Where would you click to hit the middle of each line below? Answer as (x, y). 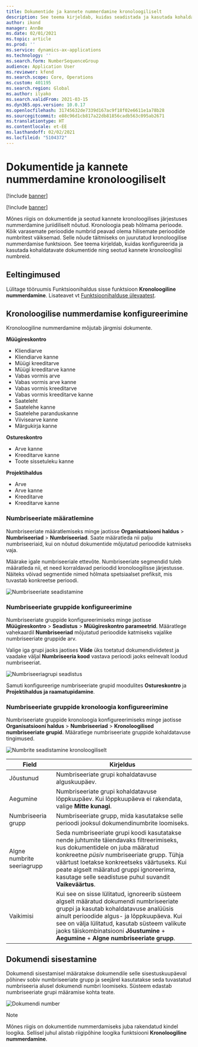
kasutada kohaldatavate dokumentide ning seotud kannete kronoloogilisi (94, 250)
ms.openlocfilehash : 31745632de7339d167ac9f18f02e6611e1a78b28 (85, 110)
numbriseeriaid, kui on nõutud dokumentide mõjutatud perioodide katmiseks (99, 544)
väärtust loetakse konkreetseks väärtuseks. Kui (121, 862)
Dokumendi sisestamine (52, 959)
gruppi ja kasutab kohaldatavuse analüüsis (115, 909)
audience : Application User (41, 66)
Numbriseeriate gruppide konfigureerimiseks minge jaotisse (79, 619)
